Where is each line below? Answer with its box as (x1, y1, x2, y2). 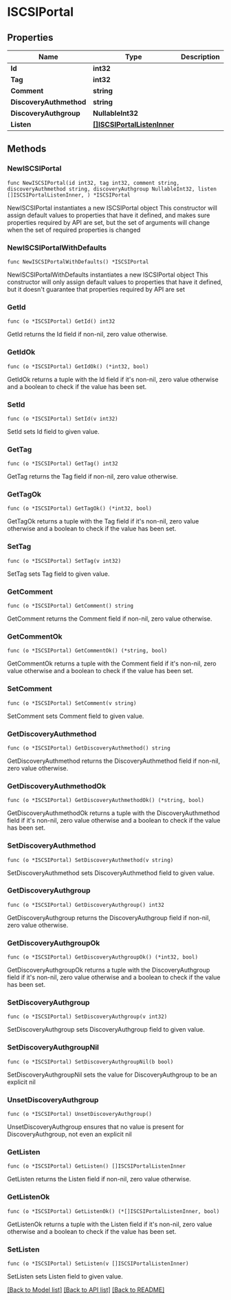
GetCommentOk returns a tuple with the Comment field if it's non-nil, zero (7, 659, 217, 668)
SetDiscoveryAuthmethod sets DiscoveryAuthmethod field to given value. (7, 868, 215, 877)
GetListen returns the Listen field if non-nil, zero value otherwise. (7, 1175, 191, 1183)
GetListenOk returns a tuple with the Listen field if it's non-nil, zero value (7, 1220, 212, 1228)
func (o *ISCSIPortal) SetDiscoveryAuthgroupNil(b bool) (7, 1058, 174, 1066)
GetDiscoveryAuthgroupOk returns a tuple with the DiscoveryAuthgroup (7, 966, 210, 974)
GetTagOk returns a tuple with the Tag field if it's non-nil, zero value (7, 517, 199, 526)
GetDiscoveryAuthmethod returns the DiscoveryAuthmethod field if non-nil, (7, 757, 221, 765)
